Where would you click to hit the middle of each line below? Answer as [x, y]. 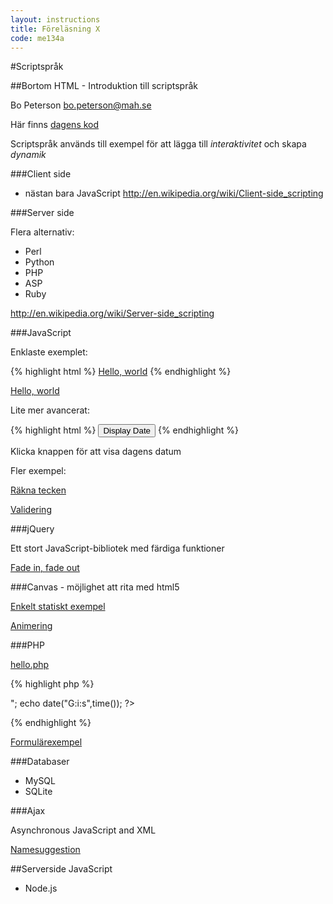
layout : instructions [55, 19]
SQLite [38, 792]
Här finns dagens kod [55, 125]
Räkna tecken [38, 490]
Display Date [127, 431]
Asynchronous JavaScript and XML [83, 830]
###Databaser [40, 762]
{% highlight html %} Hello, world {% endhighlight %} [121, 372]
